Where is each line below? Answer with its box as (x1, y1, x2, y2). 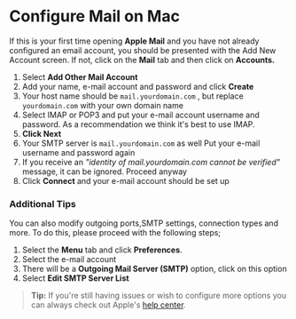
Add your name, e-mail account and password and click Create (21, 81, 254, 92)
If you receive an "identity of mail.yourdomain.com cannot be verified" (21, 156, 281, 167)
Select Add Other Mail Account (21, 71, 138, 82)
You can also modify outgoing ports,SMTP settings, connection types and (9, 218, 279, 228)
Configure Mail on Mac (9, 6, 180, 27)
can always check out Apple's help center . (30, 299, 186, 310)
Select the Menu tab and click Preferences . (21, 244, 183, 255)
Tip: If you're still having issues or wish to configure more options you (30, 291, 286, 301)
